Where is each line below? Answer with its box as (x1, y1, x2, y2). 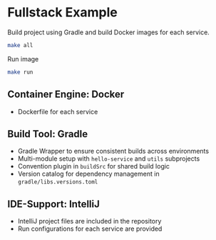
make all (7, 41, 34, 49)
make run (7, 69, 34, 76)
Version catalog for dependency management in (17, 169, 160, 179)
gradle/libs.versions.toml (17, 179, 98, 186)
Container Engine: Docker (7, 89, 125, 101)
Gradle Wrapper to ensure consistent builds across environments (17, 147, 209, 156)
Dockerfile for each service (17, 107, 98, 116)
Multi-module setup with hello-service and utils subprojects (17, 154, 200, 163)
